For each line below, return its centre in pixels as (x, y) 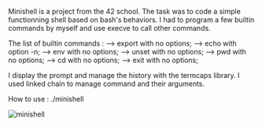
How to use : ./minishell (46, 99)
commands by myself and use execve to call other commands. (109, 28)
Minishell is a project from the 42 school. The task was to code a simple (125, 11)
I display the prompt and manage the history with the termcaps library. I (124, 75)
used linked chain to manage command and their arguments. (107, 83)
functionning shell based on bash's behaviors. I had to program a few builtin (131, 20)
